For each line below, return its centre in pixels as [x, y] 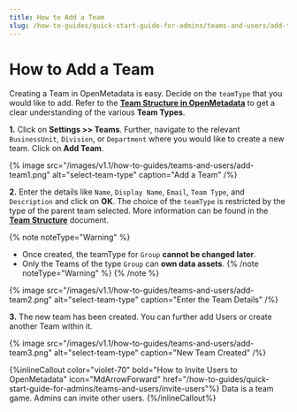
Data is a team [247, 389]
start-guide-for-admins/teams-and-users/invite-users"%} [114, 389]
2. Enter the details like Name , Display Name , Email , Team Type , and [127, 192]
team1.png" [30, 175]
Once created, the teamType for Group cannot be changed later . [139, 255]
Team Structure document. [59, 220]
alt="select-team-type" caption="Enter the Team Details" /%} [166, 300]
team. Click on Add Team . [57, 149]
